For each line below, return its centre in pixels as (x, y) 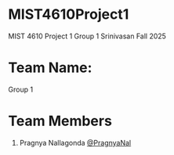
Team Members (60, 121)
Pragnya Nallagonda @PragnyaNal (75, 142)
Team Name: (50, 68)
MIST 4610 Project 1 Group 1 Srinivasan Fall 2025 (87, 36)
